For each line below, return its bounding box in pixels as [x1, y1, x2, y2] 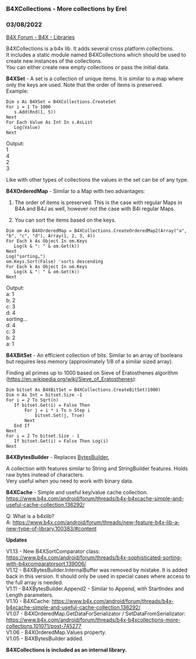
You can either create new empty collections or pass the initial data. [6, 64, 170, 71]
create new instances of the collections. [6, 57, 102, 64]
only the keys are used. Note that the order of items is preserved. [6, 81, 163, 89]
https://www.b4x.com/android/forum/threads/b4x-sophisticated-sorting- [6, 554, 183, 561]
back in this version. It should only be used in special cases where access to [6, 573, 191, 580]
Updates [6, 536, 27, 543]
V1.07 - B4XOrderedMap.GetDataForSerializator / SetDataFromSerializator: [6, 610, 186, 617]
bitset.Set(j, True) [35, 413, 85, 419]
